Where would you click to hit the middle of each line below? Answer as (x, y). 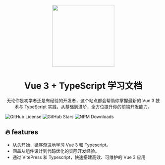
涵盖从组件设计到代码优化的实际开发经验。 (56, 151)
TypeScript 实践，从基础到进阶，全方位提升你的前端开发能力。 (88, 107)
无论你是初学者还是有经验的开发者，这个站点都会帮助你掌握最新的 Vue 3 (81, 100)
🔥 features (22, 132)
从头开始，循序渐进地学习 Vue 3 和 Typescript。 (61, 145)
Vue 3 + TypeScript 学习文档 (83, 86)
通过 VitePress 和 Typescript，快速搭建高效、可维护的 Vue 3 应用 (79, 157)
